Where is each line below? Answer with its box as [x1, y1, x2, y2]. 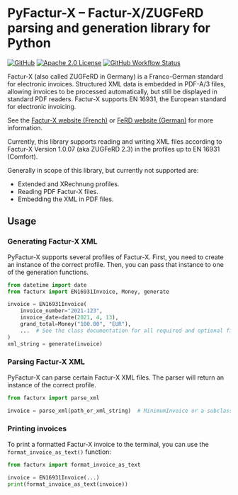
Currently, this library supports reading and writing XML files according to [7, 137, 222, 146]
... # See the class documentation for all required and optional [20, 327, 223, 334]
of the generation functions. [7, 268, 89, 276]
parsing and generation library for [7, 20, 210, 36]
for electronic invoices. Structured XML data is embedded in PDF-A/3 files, [7, 79, 226, 88]
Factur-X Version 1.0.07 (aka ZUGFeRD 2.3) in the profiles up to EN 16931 [7, 144, 220, 153]
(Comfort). [7, 152, 38, 161]
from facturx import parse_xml [7, 394, 100, 402]
